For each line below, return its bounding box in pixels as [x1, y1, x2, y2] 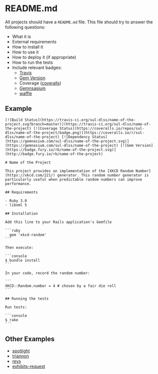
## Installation [5, 211, 38, 216]
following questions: [5, 24, 46, 30]
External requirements [12, 38, 57, 44]
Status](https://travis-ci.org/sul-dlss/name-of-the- [24, 117, 136, 122]
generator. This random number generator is [57, 173, 149, 178]
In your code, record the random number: [5, 270, 90, 275]
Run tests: [5, 304, 27, 309]
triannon [12, 353, 29, 359]
